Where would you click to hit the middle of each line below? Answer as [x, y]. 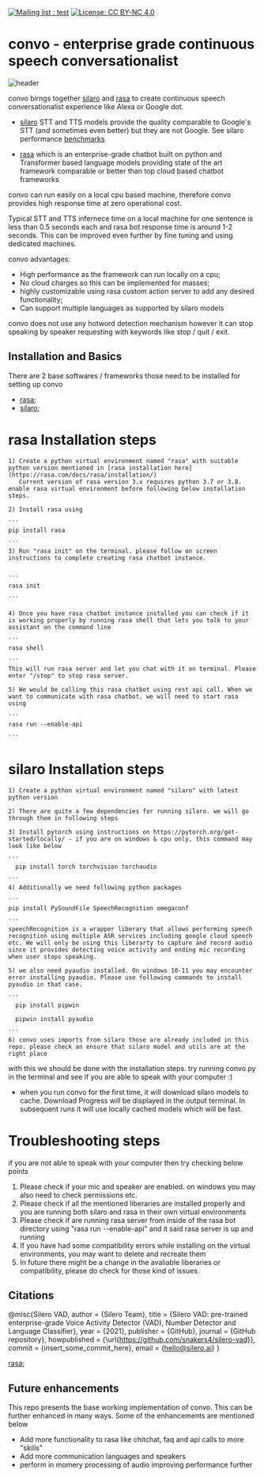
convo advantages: [40, 259]
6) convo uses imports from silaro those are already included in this [128, 1040]
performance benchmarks [62, 139]
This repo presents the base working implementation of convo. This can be [130, 1407]
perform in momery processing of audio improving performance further [136, 1465]
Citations [31, 1295]
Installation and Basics [65, 357]
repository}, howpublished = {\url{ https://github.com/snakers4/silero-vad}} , [132, 1340]
